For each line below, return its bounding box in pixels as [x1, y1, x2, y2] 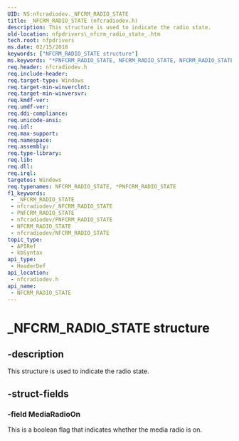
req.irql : [7, 169, 37, 177]
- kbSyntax [10, 249, 43, 257]
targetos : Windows [7, 176, 62, 183]
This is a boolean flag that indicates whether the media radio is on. [7, 425, 203, 434]
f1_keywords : [7, 190, 46, 197]
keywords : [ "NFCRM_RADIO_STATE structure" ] [7, 51, 139, 58]
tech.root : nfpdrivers [7, 37, 75, 44]
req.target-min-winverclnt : [7, 83, 91, 91]
